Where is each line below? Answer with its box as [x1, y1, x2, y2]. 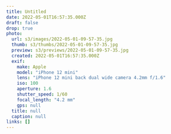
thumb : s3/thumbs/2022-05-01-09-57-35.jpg [11, 42, 118, 48]
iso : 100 [17, 81, 39, 87]
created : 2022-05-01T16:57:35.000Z [11, 53, 100, 59]
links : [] [6, 119, 31, 125]
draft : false [6, 20, 39, 25]
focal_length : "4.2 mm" [17, 97, 76, 103]
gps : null [17, 102, 42, 109]
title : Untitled [6, 8, 46, 15]
